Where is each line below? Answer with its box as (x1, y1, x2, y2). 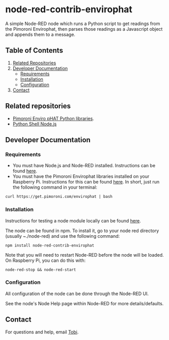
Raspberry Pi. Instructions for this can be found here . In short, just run (12, 179, 160, 185)
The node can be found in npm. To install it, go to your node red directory (5, 228, 159, 234)
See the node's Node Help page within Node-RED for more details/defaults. (5, 300, 164, 306)
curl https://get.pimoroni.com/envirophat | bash (5, 194, 113, 199)
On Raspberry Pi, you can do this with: (5, 257, 86, 263)
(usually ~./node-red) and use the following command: (5, 233, 120, 239)
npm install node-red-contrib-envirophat (5, 243, 95, 248)
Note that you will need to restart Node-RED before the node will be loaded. (5, 252, 164, 258)
